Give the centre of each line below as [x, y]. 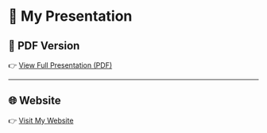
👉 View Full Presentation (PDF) [60, 65]
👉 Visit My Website [41, 120]
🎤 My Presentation [70, 16]
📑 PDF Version [44, 46]
